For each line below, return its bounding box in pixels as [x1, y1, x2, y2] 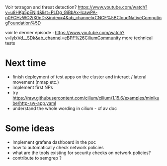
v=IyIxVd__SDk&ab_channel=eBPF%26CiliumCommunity [5, 35, 121, 41]
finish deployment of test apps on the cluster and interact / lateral [12, 74, 147, 80]
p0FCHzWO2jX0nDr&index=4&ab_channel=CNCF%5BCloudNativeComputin [5, 15, 162, 20]
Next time [5, 57, 46, 69]
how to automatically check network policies [12, 144, 104, 150]
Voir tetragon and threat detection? [5, 4, 77, 10]
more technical [122, 35, 153, 41]
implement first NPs [12, 84, 53, 90]
